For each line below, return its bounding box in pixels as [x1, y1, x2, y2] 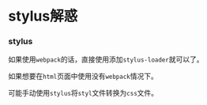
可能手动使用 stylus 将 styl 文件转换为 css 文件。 [8, 88, 159, 98]
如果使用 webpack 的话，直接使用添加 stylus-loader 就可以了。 [8, 54, 204, 64]
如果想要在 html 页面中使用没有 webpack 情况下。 [8, 72, 158, 81]
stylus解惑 [8, 7, 78, 25]
